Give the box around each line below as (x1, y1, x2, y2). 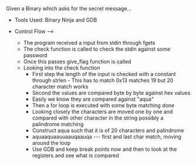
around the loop (32, 140, 71, 146)
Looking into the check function (23, 64, 100, 71)
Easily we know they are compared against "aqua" (32, 95, 154, 103)
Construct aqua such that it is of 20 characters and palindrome (32, 127, 184, 134)
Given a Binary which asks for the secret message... (6, 5, 132, 12)
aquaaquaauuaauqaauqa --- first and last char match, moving (32, 133, 182, 140)
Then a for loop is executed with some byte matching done (32, 102, 175, 108)
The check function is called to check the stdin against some (23, 45, 171, 52)
